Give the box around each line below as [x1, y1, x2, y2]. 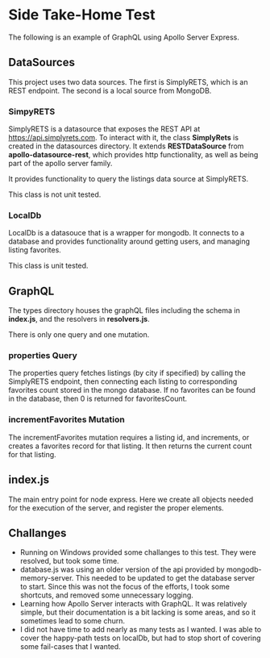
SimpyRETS [8, 106, 56, 117]
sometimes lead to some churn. [19, 616, 126, 626]
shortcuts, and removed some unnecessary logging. [19, 590, 193, 600]
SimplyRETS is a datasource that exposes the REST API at [8, 124, 201, 134]
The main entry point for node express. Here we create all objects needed [8, 494, 254, 504]
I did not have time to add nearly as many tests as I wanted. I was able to [19, 625, 262, 635]
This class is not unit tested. [8, 189, 102, 199]
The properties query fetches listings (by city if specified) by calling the [8, 369, 246, 378]
